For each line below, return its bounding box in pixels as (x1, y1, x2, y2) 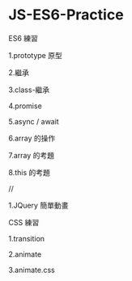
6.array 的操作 (8, 133, 56, 143)
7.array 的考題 (8, 150, 55, 160)
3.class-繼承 (8, 85, 50, 94)
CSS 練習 (8, 217, 40, 227)
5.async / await (8, 116, 59, 126)
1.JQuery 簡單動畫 (8, 200, 69, 210)
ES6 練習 (8, 33, 39, 43)
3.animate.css (8, 265, 55, 275)
